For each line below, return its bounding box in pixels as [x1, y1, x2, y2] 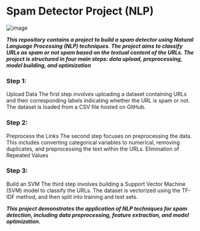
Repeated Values [6, 151, 48, 158]
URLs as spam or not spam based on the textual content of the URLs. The [6, 48, 195, 56]
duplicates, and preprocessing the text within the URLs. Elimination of [6, 145, 179, 152]
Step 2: [6, 119, 28, 127]
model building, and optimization [6, 62, 91, 69]
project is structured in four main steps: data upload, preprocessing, [6, 55, 182, 62]
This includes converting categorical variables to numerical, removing [6, 138, 180, 146]
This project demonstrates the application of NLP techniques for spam [6, 204, 188, 212]
